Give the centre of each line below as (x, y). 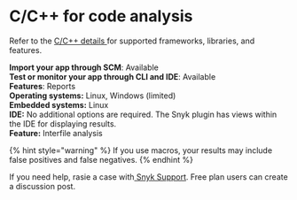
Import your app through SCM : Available (84, 67)
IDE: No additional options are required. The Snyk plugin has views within (143, 114)
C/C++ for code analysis (101, 16)
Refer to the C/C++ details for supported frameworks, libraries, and (132, 41)
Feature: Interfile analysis (56, 133)
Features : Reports (43, 86)
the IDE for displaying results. (63, 123)
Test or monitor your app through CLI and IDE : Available (113, 76)
